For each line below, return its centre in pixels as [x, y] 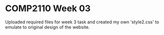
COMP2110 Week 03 [48, 9]
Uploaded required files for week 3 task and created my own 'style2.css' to [82, 22]
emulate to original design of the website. [48, 27]
